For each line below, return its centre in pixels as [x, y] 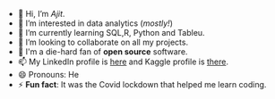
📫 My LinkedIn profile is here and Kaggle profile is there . [123, 62]
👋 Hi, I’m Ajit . [41, 14]
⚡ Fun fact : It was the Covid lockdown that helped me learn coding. [142, 84]
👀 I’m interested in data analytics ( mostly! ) [95, 23]
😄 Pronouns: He [48, 74]
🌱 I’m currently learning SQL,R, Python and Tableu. [111, 33]
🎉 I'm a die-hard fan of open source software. [103, 52]
